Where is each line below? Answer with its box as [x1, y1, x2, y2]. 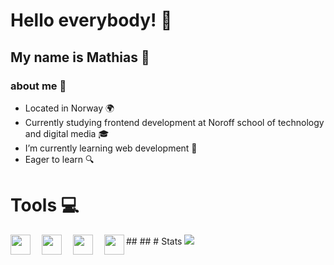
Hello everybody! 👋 [10, 9, 173, 32]
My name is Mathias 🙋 [10, 49, 150, 66]
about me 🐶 [10, 79, 67, 93]
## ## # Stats [126, 235, 183, 247]
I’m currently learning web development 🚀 [24, 142, 198, 154]
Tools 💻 [10, 194, 80, 217]
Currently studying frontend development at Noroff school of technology [24, 116, 325, 128]
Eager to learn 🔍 [24, 153, 95, 165]
